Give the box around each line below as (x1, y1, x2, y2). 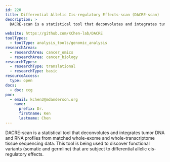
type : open (10, 78, 33, 83)
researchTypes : (5, 59, 37, 64)
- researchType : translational (10, 64, 76, 69)
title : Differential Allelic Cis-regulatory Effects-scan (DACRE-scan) (5, 12, 159, 17)
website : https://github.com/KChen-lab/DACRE (5, 31, 103, 36)
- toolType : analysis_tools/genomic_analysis (10, 40, 108, 46)
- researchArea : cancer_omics (10, 50, 73, 55)
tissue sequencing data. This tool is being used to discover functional (5, 140, 150, 146)
